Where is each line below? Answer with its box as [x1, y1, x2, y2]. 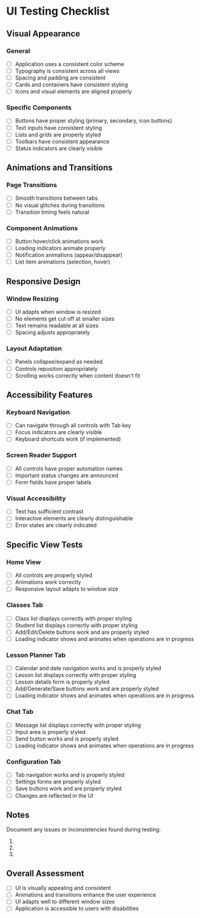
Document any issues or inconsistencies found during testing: [6, 826, 161, 833]
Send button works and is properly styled [15, 735, 119, 742]
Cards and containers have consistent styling [15, 81, 128, 89]
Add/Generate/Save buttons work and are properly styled [15, 685, 159, 693]
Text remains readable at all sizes [15, 322, 99, 329]
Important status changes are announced [15, 472, 119, 479]
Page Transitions [6, 181, 58, 189]
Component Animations [6, 223, 78, 232]
